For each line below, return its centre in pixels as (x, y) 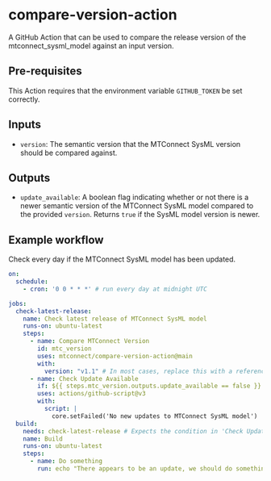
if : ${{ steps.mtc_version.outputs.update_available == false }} (150, 386)
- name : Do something (66, 462)
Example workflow (56, 240)
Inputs (25, 125)
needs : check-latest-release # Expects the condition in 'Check (133, 431)
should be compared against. (69, 153)
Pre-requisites (45, 71)
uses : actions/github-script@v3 (92, 394)
